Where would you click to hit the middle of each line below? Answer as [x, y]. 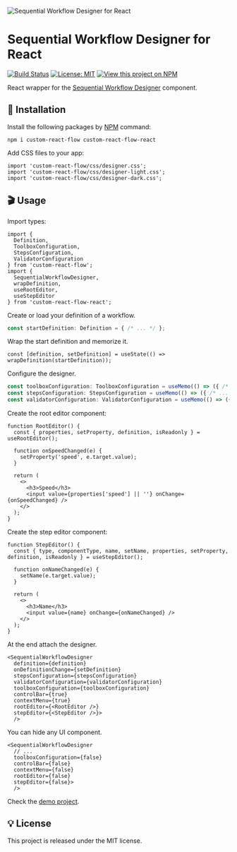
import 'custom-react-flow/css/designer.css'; [77, 166]
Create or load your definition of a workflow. [72, 315]
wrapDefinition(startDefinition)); [60, 361]
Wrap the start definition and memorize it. [68, 342]
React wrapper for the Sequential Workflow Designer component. [102, 88]
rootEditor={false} [42, 776]
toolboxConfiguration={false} [58, 758]
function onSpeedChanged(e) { [58, 451]
